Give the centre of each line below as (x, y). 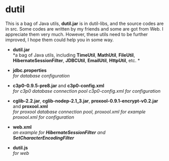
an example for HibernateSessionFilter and (59, 132)
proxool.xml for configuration (43, 117)
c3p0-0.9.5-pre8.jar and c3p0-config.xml (58, 86)
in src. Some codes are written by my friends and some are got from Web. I (84, 29)
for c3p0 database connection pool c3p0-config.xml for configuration (87, 91)
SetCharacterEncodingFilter (43, 138)
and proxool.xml (30, 106)
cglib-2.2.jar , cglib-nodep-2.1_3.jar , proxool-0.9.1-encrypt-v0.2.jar (85, 101)
